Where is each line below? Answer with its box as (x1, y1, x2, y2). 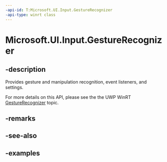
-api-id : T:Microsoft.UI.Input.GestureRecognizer (5, 7, 113, 13)
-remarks (5, 114, 36, 123)
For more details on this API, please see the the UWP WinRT (5, 94, 131, 100)
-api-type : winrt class (5, 12, 56, 17)
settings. (5, 84, 24, 90)
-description (5, 65, 46, 74)
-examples (5, 149, 40, 157)
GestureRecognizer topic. (5, 99, 59, 105)
